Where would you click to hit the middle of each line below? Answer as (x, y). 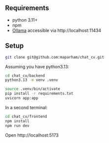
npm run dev (17, 126)
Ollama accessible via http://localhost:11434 (57, 30)
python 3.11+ (25, 20)
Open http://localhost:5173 (32, 135)
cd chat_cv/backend (25, 76)
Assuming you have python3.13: (37, 66)
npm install (17, 121)
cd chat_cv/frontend (26, 116)
